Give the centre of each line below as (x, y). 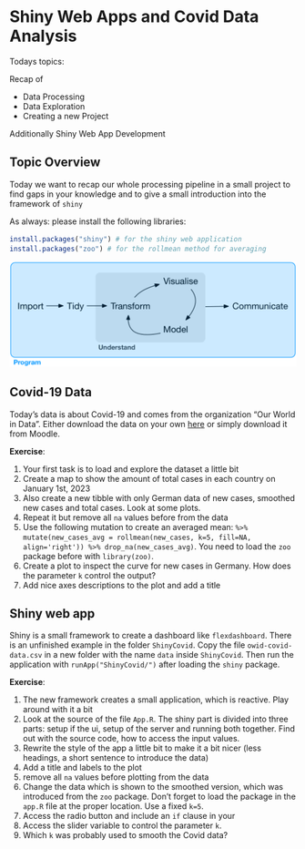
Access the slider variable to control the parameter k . (122, 825)
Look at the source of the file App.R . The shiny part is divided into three (155, 719)
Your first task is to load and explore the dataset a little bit (131, 469)
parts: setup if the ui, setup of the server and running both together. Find (159, 729)
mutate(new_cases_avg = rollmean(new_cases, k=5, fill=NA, (137, 537)
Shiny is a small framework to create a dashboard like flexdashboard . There (151, 636)
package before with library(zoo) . (88, 556)
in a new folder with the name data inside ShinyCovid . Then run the (169, 655)
